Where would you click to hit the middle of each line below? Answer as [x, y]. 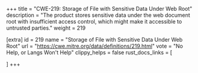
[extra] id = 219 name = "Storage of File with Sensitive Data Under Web [94, 40]
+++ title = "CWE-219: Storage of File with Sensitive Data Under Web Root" [99, 9]
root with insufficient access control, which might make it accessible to [94, 21]
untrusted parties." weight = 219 [46, 28]
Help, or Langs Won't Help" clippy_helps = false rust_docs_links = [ [89, 52]
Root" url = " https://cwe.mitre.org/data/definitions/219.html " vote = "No [95, 46]
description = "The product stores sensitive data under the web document [98, 15]
